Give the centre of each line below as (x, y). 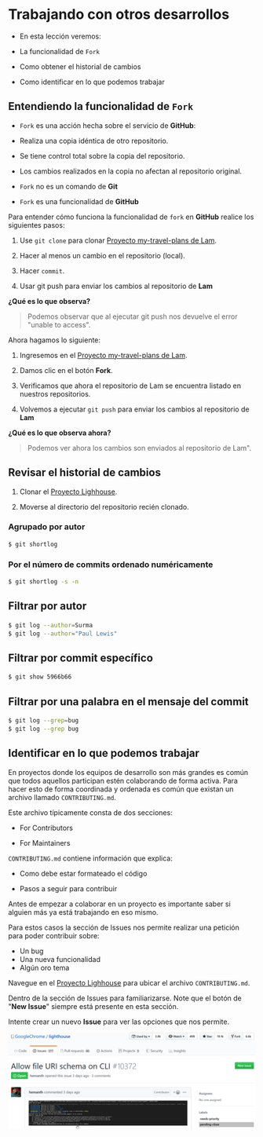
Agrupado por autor (47, 527)
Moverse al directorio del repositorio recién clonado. (104, 506)
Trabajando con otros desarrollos (119, 15)
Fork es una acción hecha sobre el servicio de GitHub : (108, 125)
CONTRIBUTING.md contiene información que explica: (90, 858)
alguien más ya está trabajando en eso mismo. (83, 912)
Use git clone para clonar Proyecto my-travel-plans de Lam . (118, 240)
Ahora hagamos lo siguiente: (54, 340)
